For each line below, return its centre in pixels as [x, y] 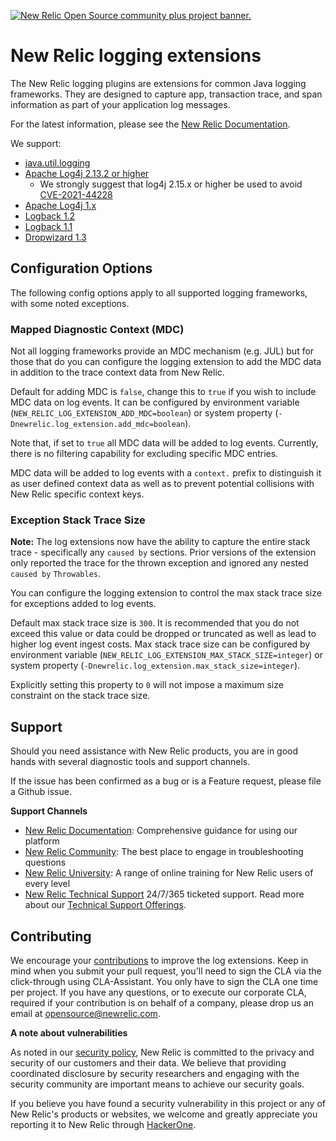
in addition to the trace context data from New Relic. [117, 372]
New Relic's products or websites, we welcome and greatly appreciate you [164, 1114]
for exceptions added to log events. [83, 604]
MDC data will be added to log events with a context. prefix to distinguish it [166, 473]
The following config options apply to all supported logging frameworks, [159, 292]
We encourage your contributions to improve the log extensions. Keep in [159, 960]
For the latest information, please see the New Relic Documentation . [150, 124]
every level [47, 884]
